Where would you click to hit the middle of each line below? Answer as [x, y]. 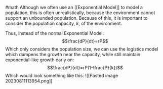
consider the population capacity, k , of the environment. [64, 23]
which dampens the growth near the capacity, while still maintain [73, 54]
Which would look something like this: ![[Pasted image [62, 76]
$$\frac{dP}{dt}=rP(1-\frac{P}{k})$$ [85, 68]
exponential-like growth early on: [40, 60]
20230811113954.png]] [29, 81]
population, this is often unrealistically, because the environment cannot [80, 13]
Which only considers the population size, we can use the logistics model [82, 49]
